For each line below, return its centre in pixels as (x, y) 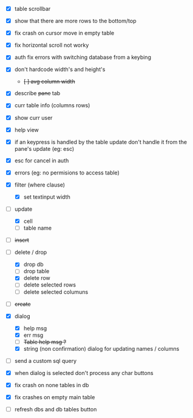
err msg (33, 335)
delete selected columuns (56, 292)
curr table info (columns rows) (52, 105)
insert (22, 240)
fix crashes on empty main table (55, 397)
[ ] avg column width (49, 82)
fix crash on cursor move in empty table (64, 33)
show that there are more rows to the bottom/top (75, 21)
